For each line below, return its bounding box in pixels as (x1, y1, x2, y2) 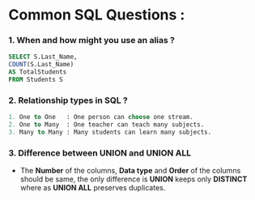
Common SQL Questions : (8, 6, 185, 24)
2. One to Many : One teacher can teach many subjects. (8, 121, 205, 129)
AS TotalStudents (8, 68, 67, 76)
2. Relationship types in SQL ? (8, 95, 128, 106)
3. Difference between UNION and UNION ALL (8, 147, 192, 159)
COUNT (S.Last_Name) (8, 61, 74, 69)
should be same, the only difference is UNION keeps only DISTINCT (19, 174, 248, 184)
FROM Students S (8, 75, 63, 84)
